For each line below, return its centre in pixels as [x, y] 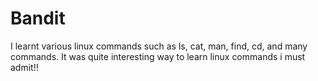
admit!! [24, 67]
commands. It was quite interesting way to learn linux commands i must [158, 56]
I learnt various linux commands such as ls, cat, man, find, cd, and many [159, 46]
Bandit [38, 18]
